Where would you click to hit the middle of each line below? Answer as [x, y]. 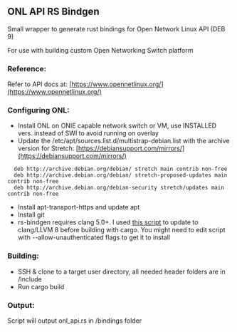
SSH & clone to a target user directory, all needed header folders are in [121, 271]
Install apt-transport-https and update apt [79, 207]
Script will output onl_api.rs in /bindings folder [75, 321]
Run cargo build [41, 286]
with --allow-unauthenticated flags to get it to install [94, 237]
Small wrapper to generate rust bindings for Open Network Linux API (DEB [116, 28]
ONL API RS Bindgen [53, 12]
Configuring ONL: [38, 110]
